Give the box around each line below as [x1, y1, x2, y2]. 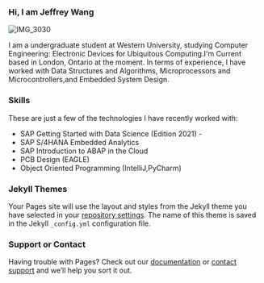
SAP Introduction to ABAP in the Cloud [19, 146, 149, 156]
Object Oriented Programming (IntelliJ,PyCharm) [19, 163, 182, 173]
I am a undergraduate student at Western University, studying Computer [8, 40, 249, 50]
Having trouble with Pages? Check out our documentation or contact [8, 257, 237, 267]
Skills [8, 95, 31, 106]
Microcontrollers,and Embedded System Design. [8, 75, 170, 85]
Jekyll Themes [8, 183, 68, 194]
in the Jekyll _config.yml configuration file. [8, 218, 151, 228]
